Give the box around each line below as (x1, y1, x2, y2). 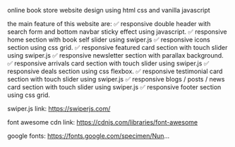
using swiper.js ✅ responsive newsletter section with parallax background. (7, 51, 224, 59)
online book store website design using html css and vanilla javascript (7, 6, 210, 14)
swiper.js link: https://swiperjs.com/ (7, 105, 111, 113)
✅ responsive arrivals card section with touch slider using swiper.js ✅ (7, 59, 210, 68)
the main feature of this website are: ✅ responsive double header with (7, 20, 211, 27)
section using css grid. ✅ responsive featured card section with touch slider (7, 44, 228, 51)
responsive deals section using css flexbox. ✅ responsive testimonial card (7, 67, 223, 75)
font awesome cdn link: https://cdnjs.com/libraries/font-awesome (7, 118, 198, 126)
